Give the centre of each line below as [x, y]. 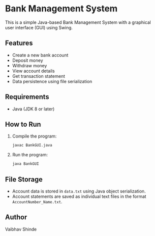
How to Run [23, 124]
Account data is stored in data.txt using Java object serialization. [79, 191]
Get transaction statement [39, 76]
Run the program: [30, 155]
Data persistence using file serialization [52, 81]
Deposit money [28, 60]
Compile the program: [34, 136]
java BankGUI [26, 164]
